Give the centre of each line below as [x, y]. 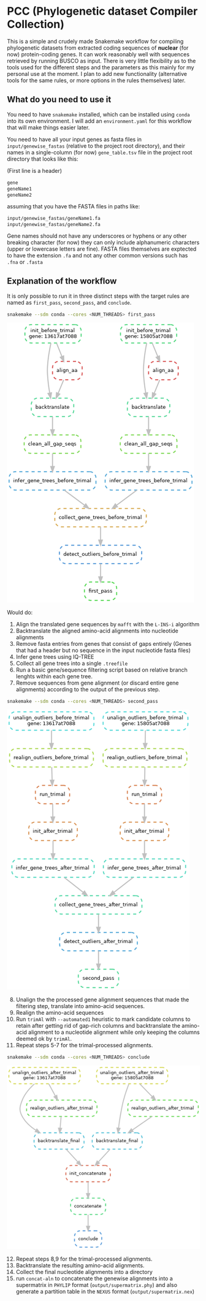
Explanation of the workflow [62, 281]
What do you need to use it [59, 100]
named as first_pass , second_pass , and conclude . [69, 302]
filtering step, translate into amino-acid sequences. [80, 1006]
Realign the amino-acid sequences [60, 1013]
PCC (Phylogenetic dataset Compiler [102, 11]
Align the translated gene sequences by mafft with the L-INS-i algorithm [108, 624]
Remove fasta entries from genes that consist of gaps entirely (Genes [104, 644]
